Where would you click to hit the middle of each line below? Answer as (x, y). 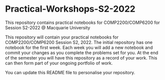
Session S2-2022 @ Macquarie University (48, 27)
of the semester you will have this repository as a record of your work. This (81, 58)
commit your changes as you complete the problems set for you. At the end (82, 53)
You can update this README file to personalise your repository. (70, 72)
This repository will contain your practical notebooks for (62, 37)
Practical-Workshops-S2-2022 (70, 9)
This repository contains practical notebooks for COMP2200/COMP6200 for (82, 22)
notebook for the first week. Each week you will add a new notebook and (79, 47)
